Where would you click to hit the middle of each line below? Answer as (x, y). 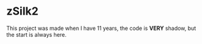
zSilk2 (22, 11)
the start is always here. (36, 34)
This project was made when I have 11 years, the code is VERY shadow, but (101, 28)
